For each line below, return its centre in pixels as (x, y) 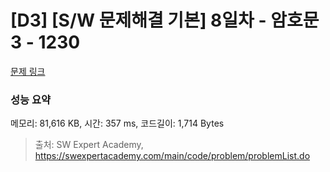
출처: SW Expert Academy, (89, 145)
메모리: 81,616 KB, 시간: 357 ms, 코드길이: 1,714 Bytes (117, 123)
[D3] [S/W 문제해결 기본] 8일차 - (138, 20)
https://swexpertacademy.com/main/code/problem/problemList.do (172, 156)
